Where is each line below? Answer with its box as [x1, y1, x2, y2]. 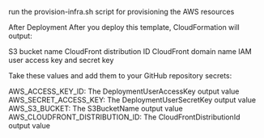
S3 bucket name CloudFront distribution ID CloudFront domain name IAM [8, 47, 253, 56]
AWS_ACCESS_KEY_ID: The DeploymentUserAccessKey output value [8, 86, 240, 96]
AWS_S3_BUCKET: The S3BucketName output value [8, 104, 184, 113]
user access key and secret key [8, 56, 114, 65]
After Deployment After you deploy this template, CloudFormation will [8, 23, 241, 31]
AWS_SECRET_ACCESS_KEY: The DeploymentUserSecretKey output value [8, 95, 257, 104]
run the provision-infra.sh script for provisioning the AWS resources [8, 7, 235, 16]
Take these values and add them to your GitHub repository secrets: [8, 71, 232, 80]
